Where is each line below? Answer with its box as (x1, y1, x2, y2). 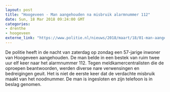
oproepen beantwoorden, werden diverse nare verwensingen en (5, 65, 140, 71)
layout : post (5, 7, 33, 13)
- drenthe (5, 26, 26, 31)
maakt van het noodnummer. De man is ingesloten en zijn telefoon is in (5, 76, 153, 82)
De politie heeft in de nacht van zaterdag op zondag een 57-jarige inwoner (5, 49, 161, 55)
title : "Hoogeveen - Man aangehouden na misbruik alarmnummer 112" (5, 12, 151, 17)
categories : (5, 21, 30, 27)
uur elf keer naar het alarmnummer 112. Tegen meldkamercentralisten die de (5, 60, 164, 66)
